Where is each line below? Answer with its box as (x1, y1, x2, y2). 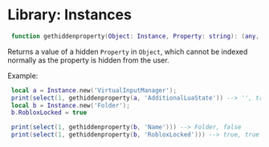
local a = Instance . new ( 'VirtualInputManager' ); (10, 86, 177, 94)
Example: (7, 71, 39, 80)
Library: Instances (7, 6, 132, 24)
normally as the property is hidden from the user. (7, 55, 169, 65)
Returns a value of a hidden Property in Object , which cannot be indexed (7, 47, 248, 56)
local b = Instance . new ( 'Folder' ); (10, 101, 130, 109)
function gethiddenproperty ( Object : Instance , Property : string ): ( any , (10, 32, 260, 40)
